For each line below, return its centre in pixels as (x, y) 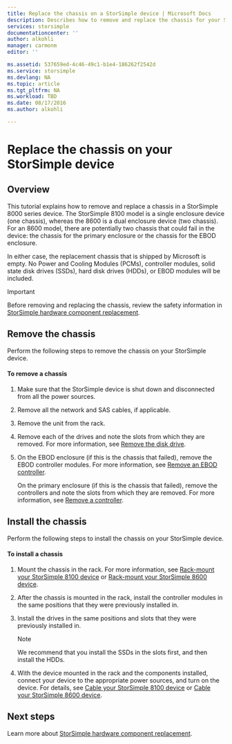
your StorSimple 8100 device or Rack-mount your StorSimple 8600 (112, 576)
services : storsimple (38, 26)
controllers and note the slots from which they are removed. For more (116, 492)
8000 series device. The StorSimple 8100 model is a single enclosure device (116, 213)
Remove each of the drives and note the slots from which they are (111, 436)
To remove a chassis (37, 374)
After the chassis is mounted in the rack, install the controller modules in (120, 597)
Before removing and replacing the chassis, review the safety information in (115, 305)
